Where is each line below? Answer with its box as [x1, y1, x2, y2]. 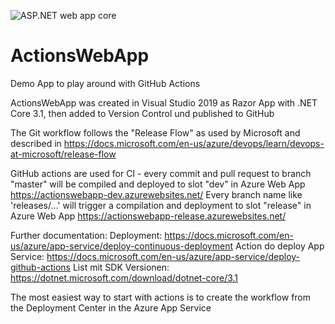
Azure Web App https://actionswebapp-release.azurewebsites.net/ [10, 210, 287, 222]
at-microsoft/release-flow [10, 148, 117, 160]
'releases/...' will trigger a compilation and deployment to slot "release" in [10, 199, 312, 211]
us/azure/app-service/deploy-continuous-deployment [10, 240, 234, 252]
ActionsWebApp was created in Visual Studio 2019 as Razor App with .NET [10, 96, 318, 109]
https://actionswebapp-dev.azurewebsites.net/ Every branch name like [10, 188, 303, 200]
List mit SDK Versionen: [72, 261, 170, 273]
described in [10, 137, 62, 149]
